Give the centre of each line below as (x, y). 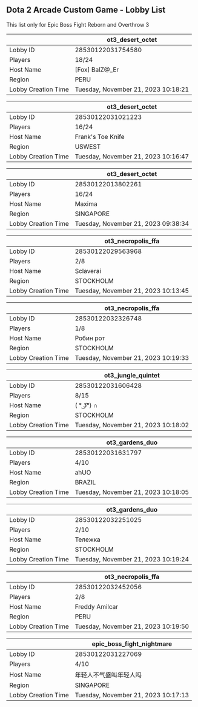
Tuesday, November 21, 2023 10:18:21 (132, 89)
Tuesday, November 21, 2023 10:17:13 (132, 695)
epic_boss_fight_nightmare (132, 644)
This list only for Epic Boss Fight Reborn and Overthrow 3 (78, 24)
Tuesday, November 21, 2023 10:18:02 (132, 425)
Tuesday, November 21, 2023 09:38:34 (132, 223)
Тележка (88, 540)
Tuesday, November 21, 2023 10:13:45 (132, 291)
